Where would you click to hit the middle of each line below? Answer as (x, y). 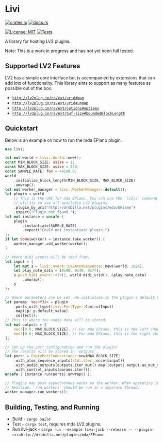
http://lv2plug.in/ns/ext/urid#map (48, 98)
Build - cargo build (31, 419)
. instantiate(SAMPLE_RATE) (50, 226)
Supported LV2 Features (43, 66)
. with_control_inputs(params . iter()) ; (53, 369)
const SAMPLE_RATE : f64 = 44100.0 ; (41, 171)
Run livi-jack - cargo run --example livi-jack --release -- (72, 429)
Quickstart (22, 128)
